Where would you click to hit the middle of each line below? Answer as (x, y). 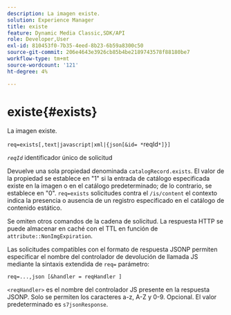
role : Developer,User (38, 39)
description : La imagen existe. (54, 13)
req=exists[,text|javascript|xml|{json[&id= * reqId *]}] (89, 144)
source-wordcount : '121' (43, 65)
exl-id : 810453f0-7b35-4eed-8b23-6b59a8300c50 (75, 46)
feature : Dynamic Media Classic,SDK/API (66, 33)
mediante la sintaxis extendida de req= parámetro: (78, 264)
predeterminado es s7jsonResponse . (58, 305)
